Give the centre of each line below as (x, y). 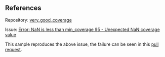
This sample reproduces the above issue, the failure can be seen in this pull (82, 44)
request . (14, 49)
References (23, 8)
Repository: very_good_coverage (39, 20)
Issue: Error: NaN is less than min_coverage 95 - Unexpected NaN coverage (82, 29)
